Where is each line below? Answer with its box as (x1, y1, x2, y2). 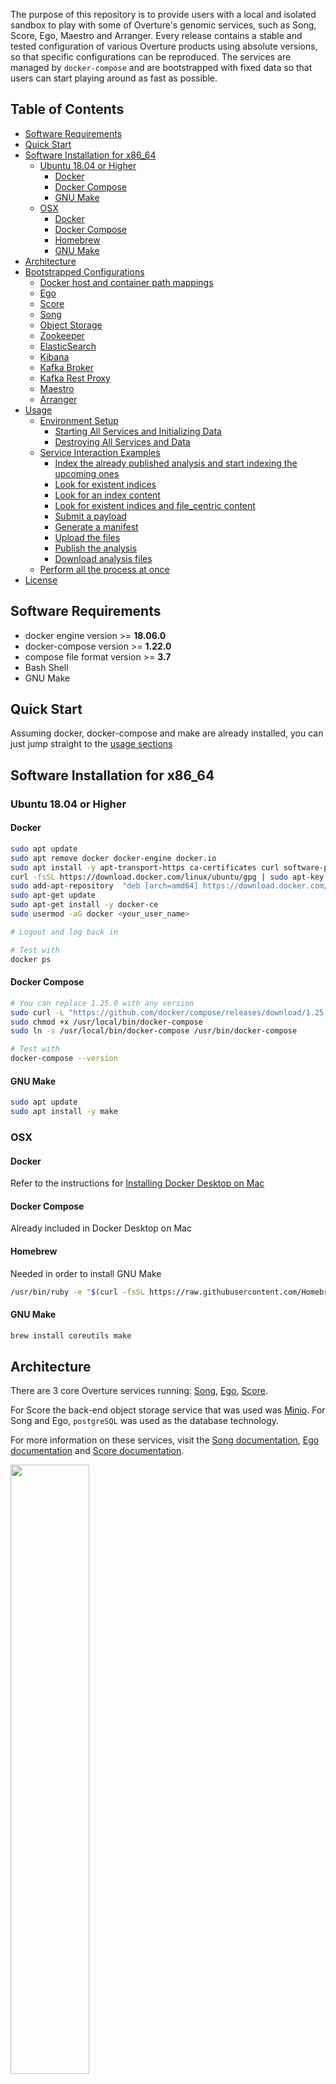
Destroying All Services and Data (54, 435, 191, 448)
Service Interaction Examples (39, 446, 161, 458)
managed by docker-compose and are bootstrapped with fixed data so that (10, 62, 313, 73)
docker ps (10, 954, 52, 964)
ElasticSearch (39, 340, 97, 352)
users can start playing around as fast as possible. (10, 72, 218, 84)
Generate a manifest (54, 520, 139, 533)
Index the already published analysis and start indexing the (54, 457, 298, 469)
